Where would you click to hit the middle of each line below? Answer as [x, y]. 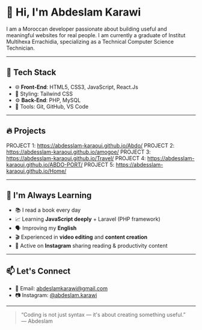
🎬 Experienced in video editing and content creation [81, 237]
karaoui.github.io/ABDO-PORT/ [44, 164]
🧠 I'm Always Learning [49, 195]
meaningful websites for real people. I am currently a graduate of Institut [96, 35]
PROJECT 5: [99, 164]
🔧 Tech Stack [31, 72]
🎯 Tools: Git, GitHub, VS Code [52, 106]
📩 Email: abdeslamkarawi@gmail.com [61, 289]
